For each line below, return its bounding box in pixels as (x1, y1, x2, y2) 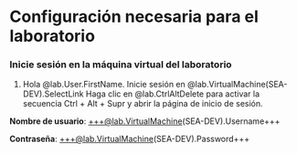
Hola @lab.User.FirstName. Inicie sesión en (22, 79, 186, 90)
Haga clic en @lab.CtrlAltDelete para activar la (85, 88, 260, 99)
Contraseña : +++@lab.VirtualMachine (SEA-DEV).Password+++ (9, 134, 249, 145)
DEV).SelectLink (22, 88, 84, 99)
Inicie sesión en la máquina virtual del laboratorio (9, 58, 232, 71)
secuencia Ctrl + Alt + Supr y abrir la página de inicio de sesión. (22, 98, 263, 109)
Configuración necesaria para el (9, 6, 259, 27)
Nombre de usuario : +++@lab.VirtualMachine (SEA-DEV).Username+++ (9, 116, 281, 127)
